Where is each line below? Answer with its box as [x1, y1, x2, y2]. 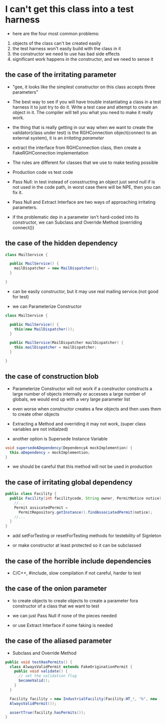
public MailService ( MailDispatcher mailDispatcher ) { [9, 340, 124, 345]
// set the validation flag [18, 674, 77, 679]
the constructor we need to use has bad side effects [12, 51, 120, 57]
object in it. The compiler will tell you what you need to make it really [12, 109, 153, 115]
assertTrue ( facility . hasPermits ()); [9, 710, 86, 715]
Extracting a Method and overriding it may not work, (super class [12, 421, 146, 427]
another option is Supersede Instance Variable [12, 435, 108, 441]
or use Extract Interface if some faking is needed [12, 622, 113, 628]
